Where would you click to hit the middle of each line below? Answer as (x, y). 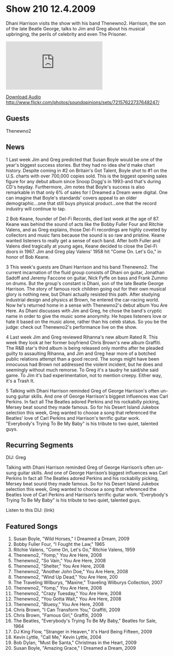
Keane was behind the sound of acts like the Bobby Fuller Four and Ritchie (85, 224)
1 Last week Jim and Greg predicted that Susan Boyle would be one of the (84, 159)
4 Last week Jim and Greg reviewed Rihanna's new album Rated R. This (82, 337)
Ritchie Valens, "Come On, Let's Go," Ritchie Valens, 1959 (74, 550)
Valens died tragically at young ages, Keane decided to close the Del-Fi (82, 246)
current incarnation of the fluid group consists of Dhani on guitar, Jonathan (85, 272)
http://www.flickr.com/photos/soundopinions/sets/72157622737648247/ (83, 102)
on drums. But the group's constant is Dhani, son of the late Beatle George (85, 283)
